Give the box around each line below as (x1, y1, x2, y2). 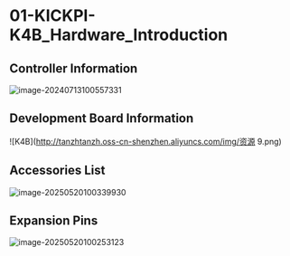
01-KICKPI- (9, 5, 97, 26)
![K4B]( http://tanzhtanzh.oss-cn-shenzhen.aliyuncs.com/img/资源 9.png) (9, 136, 282, 147)
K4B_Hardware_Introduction (9, 24, 229, 45)
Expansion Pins (9, 213, 98, 229)
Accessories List (9, 163, 106, 178)
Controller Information (9, 61, 138, 76)
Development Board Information (9, 110, 194, 127)
